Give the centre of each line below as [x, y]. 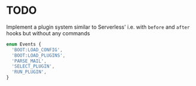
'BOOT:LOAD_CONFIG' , [37, 50]
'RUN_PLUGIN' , [29, 72]
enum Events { [24, 44]
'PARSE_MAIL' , [29, 61]
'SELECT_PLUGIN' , [33, 66]
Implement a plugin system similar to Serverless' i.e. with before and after [98, 27]
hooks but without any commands [48, 33]
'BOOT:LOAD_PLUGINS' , [39, 55]
